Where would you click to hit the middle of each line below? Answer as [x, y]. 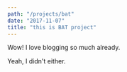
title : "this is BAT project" [52, 27]
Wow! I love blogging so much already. [64, 48]
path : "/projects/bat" [41, 14]
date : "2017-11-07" [36, 21]
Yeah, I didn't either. [37, 61]
